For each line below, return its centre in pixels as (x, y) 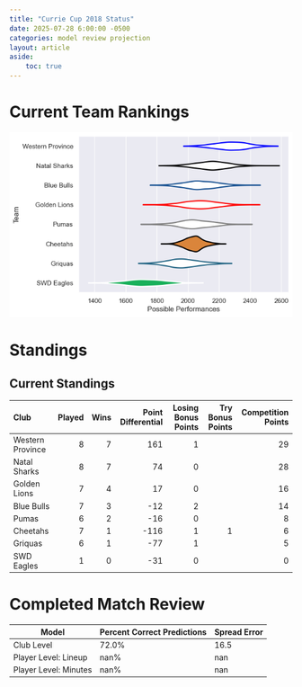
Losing (186, 407)
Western (29, 440)
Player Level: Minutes (53, 670)
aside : (22, 57)
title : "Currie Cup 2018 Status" (72, 19)
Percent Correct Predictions (153, 632)
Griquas (28, 543)
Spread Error (239, 632)
